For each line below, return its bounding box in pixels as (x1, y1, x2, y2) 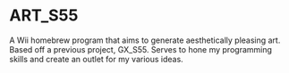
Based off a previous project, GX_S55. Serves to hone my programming (9, 44, 273, 54)
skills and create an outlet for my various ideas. (9, 53, 183, 64)
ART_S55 (9, 5, 79, 26)
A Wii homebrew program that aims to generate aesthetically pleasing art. (9, 35, 281, 45)
